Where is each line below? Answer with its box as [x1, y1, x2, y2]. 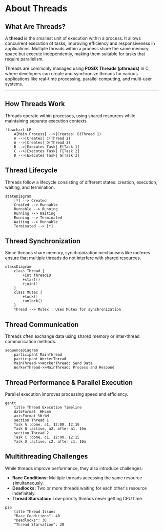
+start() [22, 277, 41, 282]
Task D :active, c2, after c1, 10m [14, 439, 86, 444]
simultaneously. [12, 480, 44, 486]
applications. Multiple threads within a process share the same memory [5, 46, 149, 51]
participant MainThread [14, 352, 62, 357]
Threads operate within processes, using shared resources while [5, 113, 136, 119]
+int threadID [22, 273, 51, 278]
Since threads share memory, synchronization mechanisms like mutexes [5, 250, 150, 256]
